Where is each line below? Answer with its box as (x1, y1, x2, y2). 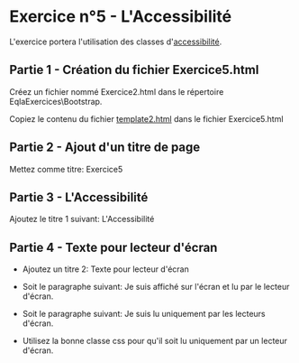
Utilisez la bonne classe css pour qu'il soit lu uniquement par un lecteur (22, 336, 288, 347)
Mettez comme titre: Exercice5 (9, 163, 123, 174)
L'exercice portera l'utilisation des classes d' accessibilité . (9, 36, 222, 47)
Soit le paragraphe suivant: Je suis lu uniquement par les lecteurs (22, 309, 266, 320)
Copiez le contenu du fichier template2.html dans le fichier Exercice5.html (9, 113, 284, 124)
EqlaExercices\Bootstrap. (9, 96, 103, 107)
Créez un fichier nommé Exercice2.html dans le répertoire (9, 86, 224, 97)
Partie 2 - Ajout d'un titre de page (9, 140, 201, 155)
